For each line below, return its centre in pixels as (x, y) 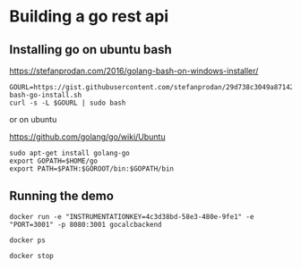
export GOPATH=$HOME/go (54, 161)
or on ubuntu (33, 119)
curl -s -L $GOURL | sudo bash (68, 103)
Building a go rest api (89, 17)
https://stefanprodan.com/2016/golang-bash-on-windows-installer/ (134, 71)
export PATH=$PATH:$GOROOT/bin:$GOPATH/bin (92, 169)
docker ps (28, 240)
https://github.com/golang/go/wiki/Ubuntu (87, 137)
